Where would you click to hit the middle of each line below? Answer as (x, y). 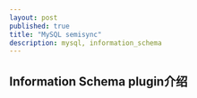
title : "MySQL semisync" (56, 34)
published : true (39, 26)
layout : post (34, 18)
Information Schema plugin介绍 (98, 81)
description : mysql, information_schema (86, 43)
